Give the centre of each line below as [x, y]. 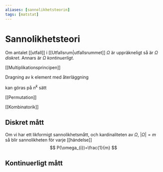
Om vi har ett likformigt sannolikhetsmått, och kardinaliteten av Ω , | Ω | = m [81, 134]
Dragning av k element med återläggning [47, 77]
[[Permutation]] [21, 97]
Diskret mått [25, 123]
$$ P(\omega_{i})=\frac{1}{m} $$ [83, 148]
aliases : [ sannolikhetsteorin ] [38, 10]
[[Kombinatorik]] [22, 107]
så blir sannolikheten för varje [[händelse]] [49, 140]
